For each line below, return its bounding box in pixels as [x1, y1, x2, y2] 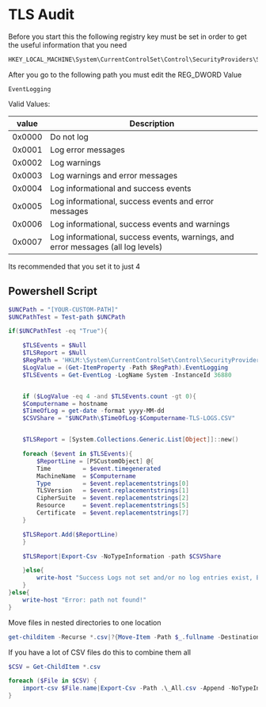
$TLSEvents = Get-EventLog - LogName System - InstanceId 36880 [22, 371, 232, 379]
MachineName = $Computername [36, 472, 136, 480]
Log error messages [50, 144, 125, 155]
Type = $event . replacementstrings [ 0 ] [36, 480, 190, 487]
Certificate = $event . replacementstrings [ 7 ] [36, 509, 190, 517]
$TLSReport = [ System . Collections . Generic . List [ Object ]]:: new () [22, 436, 239, 444]
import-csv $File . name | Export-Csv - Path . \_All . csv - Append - [22, 684, 232, 693]
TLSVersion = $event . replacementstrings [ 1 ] [36, 487, 190, 495]
